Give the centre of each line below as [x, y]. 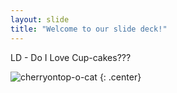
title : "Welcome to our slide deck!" [89, 29]
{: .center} [120, 77]
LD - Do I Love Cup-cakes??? [71, 57]
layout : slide [40, 19]
